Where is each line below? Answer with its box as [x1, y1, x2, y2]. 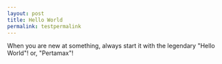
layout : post [7, 10, 45, 17]
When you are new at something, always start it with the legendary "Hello [7, 42, 215, 50]
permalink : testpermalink [7, 23, 81, 30]
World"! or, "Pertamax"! [7, 49, 74, 57]
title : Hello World [7, 17, 63, 23]
